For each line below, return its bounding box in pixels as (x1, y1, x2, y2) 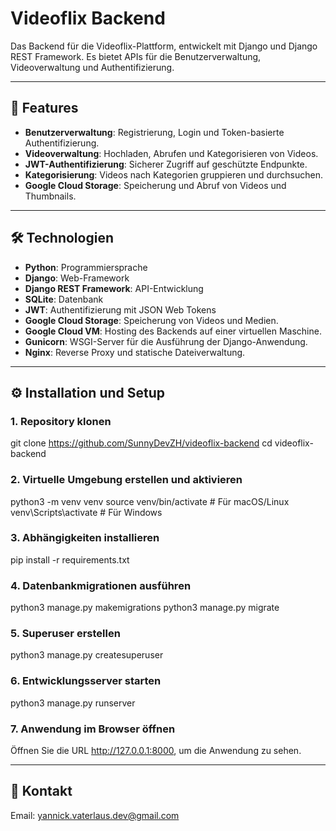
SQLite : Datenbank (24, 293, 104, 305)
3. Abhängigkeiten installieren (10, 531, 160, 545)
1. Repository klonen (10, 414, 112, 428)
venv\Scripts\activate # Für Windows (10, 506, 163, 518)
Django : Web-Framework (24, 272, 130, 284)
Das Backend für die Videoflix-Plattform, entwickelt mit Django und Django (10, 40, 318, 52)
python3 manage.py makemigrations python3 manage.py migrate (10, 602, 280, 614)
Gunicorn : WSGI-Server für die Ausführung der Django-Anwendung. (24, 335, 308, 347)
